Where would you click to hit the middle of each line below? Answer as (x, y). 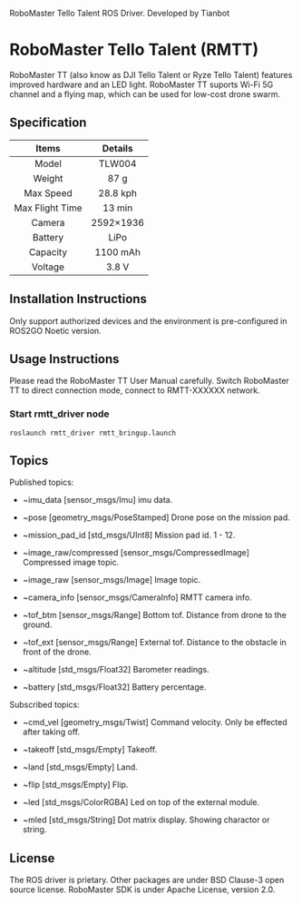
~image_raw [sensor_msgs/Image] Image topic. (112, 580)
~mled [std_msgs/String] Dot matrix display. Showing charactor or (146, 820)
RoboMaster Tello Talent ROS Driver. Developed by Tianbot (119, 13)
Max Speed (48, 192)
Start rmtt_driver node (59, 414)
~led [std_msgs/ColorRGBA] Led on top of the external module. (141, 802)
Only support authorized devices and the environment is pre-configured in (148, 320)
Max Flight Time (49, 208)
